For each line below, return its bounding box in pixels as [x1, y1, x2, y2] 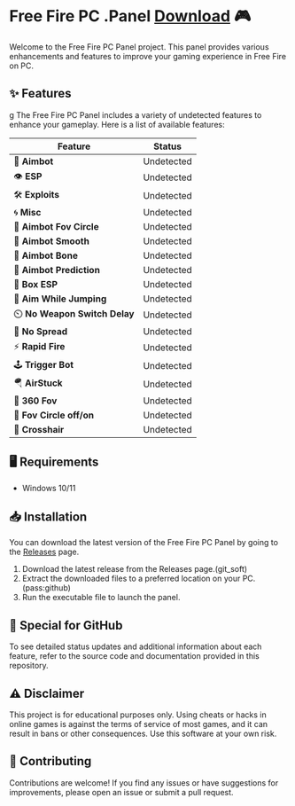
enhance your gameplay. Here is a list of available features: [9, 119, 225, 129]
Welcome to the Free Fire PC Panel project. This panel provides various [9, 41, 269, 52]
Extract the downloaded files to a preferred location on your [21, 573, 241, 584]
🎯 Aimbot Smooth [13, 235, 90, 247]
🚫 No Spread [13, 325, 68, 337]
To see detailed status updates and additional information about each [9, 641, 262, 652]
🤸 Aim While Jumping [13, 293, 107, 305]
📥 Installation [9, 509, 88, 524]
